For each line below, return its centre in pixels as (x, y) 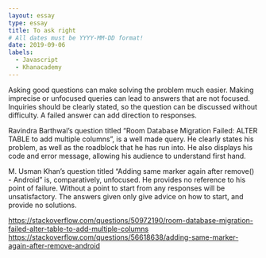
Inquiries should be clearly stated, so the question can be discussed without (133, 106)
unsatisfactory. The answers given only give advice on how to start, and (126, 196)
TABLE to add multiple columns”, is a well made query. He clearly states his (131, 139)
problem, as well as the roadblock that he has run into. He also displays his (130, 147)
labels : (21, 52)
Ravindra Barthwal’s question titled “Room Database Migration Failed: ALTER (133, 130)
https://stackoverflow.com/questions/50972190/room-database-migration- (131, 220)
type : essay (28, 23)
